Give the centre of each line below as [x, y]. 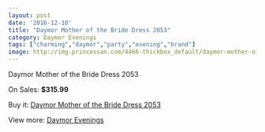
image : [19, 52]
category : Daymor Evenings [52, 37]
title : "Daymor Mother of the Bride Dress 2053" [90, 30]
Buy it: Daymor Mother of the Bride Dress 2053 [85, 104]
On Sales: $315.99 [38, 90]
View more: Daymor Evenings [56, 120]
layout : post [30, 15]
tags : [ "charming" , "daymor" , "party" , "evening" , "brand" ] [102, 45]
